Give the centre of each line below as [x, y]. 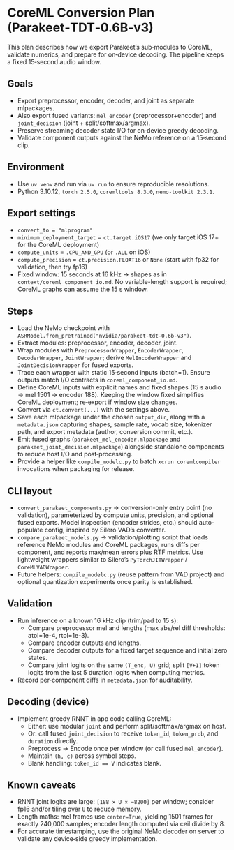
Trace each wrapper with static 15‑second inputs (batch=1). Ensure [114, 373]
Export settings [41, 213]
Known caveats [42, 785]
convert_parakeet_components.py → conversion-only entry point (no [115, 508]
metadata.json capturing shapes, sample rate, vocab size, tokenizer [115, 424]
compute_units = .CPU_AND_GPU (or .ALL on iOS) [84, 252]
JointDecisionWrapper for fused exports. [75, 365]
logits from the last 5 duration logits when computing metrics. [116, 672]
